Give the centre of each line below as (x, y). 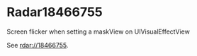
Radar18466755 (55, 12)
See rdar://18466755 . (38, 45)
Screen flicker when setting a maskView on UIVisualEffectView (98, 31)
